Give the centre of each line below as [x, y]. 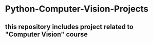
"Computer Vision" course [47, 34]
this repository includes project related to [69, 27]
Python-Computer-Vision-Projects [77, 9]
